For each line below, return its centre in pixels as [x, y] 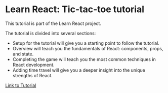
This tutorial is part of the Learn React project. [53, 23]
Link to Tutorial [21, 85]
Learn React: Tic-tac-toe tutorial [75, 9]
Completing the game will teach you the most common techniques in [84, 59]
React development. [33, 65]
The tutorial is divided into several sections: [51, 33]
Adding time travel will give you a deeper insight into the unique [79, 70]
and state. [23, 54]
